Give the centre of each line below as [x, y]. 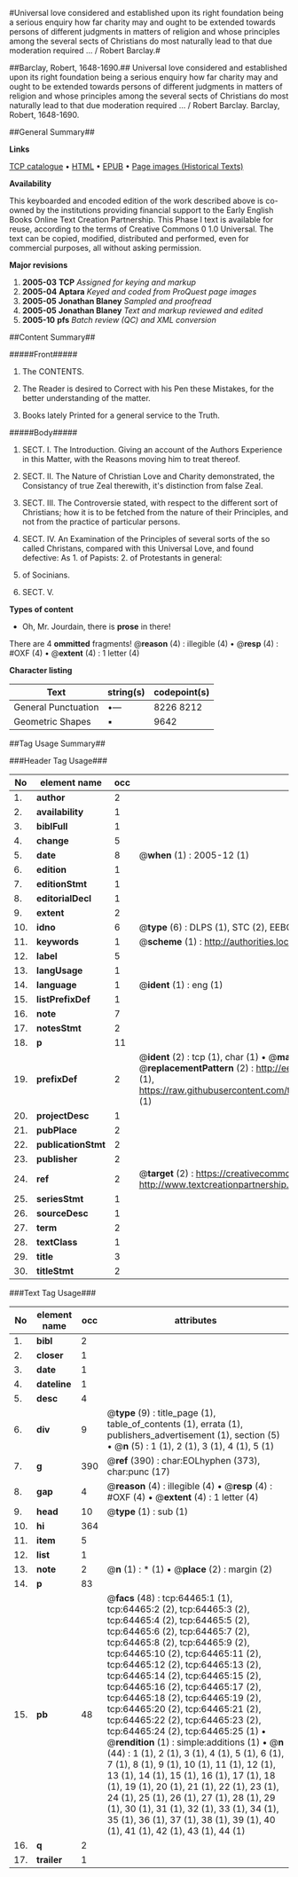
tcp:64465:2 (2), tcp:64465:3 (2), [178, 1609]
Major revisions [39, 265]
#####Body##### [43, 432]
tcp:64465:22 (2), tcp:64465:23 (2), [184, 1720]
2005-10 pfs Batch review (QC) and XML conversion [119, 320]
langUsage [60, 970]
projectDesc [63, 1115]
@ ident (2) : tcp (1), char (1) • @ [208, 1057]
